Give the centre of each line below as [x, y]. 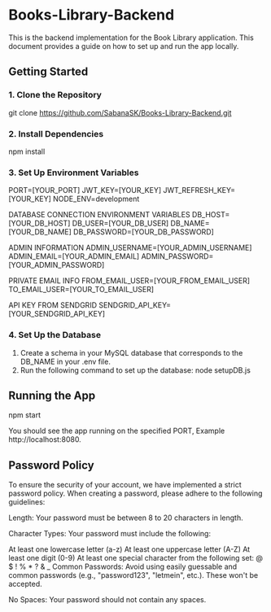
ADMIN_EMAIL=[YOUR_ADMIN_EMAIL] [74, 256]
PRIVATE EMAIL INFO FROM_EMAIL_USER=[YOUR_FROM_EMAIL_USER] [129, 281]
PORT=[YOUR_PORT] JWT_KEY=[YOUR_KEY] [85, 190]
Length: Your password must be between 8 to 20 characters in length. [126, 518]
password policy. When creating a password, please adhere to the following [135, 493]
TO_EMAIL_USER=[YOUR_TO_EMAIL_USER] [81, 290]
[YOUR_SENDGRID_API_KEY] [57, 314]
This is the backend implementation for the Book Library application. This [131, 37]
